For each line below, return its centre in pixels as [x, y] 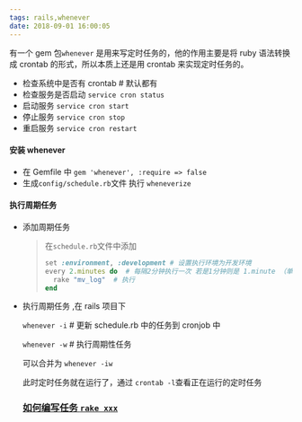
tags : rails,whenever [50, 18]
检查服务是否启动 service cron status [93, 94]
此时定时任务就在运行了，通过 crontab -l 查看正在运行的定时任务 [142, 382]
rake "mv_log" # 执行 [94, 279]
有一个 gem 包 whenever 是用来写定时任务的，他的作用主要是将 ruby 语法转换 [150, 53]
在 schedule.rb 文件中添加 [91, 246]
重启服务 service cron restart [80, 127]
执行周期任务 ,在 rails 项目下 [74, 306]
